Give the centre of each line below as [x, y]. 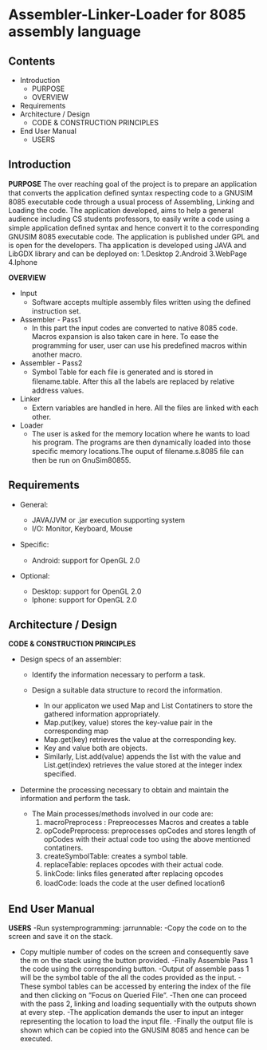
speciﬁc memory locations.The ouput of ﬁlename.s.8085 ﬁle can [138, 451]
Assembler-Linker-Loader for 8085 [127, 15]
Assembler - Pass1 [50, 319]
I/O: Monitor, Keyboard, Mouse [82, 528]
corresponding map [76, 731]
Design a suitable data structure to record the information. [127, 690]
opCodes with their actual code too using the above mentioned [147, 839]
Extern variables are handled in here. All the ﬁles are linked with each [145, 408]
